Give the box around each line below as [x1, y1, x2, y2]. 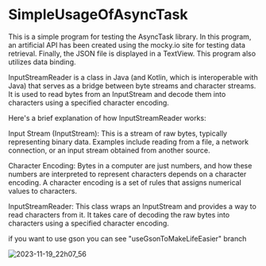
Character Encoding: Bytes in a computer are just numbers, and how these [8, 160, 253, 170]
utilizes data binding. [8, 57, 77, 67]
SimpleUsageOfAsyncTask [8, 6, 188, 24]
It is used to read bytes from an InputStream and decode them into [8, 89, 226, 98]
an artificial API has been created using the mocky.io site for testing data [8, 40, 246, 49]
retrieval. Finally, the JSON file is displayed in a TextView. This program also [8, 48, 256, 58]
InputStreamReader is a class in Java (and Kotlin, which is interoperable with [8, 72, 258, 82]
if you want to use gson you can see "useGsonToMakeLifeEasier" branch [8, 233, 247, 243]
